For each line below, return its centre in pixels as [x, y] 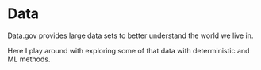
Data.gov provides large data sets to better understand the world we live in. [130, 35]
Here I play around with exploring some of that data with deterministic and [129, 50]
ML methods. [29, 59]
